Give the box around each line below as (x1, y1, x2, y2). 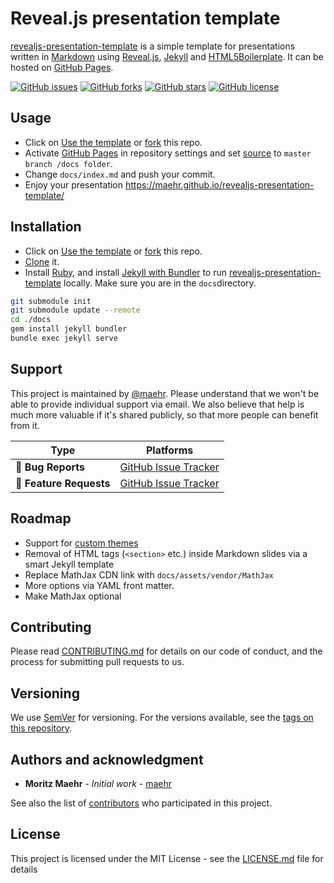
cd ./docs (10, 315, 52, 325)
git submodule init (10, 296, 92, 306)
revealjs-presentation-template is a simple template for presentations (10, 40, 296, 52)
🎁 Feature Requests (15, 476, 111, 490)
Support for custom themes (24, 537, 139, 549)
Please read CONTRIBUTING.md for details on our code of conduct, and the (10, 645, 323, 657)
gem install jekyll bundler (10, 324, 128, 334)
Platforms (145, 443, 194, 457)
